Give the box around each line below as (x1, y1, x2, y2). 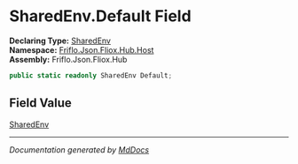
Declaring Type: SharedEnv (9, 35, 111, 46)
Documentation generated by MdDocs (9, 144, 149, 155)
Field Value (9, 95, 73, 111)
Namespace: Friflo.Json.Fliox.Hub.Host (9, 44, 154, 55)
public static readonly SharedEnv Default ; (9, 71, 173, 80)
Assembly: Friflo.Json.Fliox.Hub (9, 54, 128, 64)
